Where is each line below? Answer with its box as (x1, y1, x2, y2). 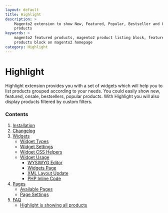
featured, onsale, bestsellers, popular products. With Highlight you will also (5, 93, 160, 99)
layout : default (5, 7, 39, 12)
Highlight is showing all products (19, 202, 87, 208)
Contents (5, 111, 28, 118)
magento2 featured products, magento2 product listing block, (14, 35, 146, 40)
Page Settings (19, 191, 49, 197)
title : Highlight (5, 12, 41, 17)
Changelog (12, 127, 35, 133)
